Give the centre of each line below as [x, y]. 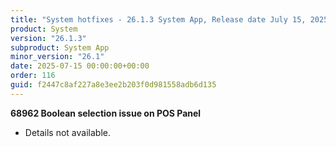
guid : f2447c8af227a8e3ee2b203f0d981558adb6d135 [113, 85]
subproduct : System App [60, 47]
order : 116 [33, 76]
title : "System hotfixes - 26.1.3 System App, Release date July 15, [158, 19]
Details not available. [67, 132]
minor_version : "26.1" [57, 57]
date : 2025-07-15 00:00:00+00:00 [80, 66]
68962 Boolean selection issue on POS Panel [106, 113]
